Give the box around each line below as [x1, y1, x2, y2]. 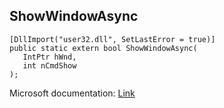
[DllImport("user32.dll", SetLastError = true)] [9, 34, 216, 44]
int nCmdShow [22, 60, 77, 71]
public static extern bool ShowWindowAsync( [9, 43, 198, 53]
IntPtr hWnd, [22, 52, 77, 62]
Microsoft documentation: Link [9, 87, 136, 99]
